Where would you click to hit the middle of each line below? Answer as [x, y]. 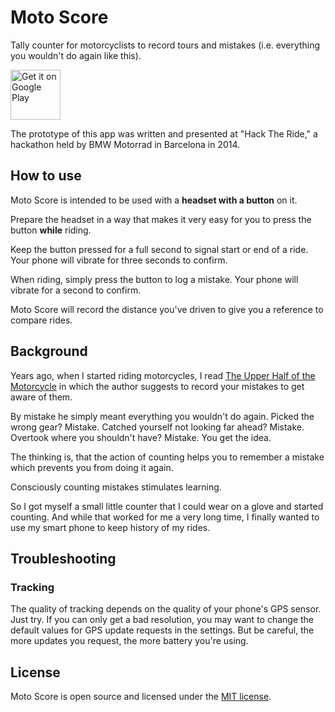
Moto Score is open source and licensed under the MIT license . [141, 697]
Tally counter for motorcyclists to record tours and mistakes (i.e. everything [165, 45]
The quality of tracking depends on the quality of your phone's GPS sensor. [166, 609]
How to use [46, 176]
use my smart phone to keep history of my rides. [110, 527]
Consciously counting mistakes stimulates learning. [116, 487]
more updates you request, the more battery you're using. [129, 641]
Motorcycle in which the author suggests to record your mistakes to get [157, 386]
